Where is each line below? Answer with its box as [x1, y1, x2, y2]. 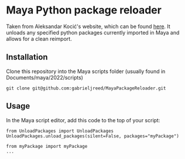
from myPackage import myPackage [6, 143, 88, 149]
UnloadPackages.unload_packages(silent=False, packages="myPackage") [6, 133, 180, 139]
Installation [6, 52, 48, 62]
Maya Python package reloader [6, 4, 162, 17]
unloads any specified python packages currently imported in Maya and [6, 29, 180, 36]
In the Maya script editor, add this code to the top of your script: [6, 116, 160, 123]
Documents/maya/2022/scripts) [6, 74, 84, 81]
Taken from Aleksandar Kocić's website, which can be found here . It [6, 23, 171, 30]
